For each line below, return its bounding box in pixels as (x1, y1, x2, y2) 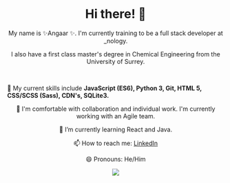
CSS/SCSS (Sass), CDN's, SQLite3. (7, 91, 109, 99)
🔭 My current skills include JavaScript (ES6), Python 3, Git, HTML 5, (7, 84, 202, 92)
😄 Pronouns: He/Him (85, 155, 146, 163)
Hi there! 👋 (85, 6, 147, 22)
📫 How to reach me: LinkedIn (73, 139, 158, 147)
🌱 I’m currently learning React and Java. (59, 125, 173, 133)
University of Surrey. (86, 57, 145, 65)
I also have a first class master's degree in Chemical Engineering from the (11, 50, 220, 58)
